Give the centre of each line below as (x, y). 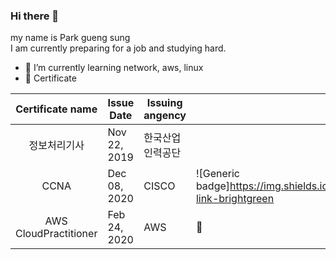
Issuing (164, 103)
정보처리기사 (56, 146)
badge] (213, 186)
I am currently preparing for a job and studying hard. (118, 48)
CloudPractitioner (56, 234)
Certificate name (56, 109)
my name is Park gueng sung (70, 38)
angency (165, 116)
